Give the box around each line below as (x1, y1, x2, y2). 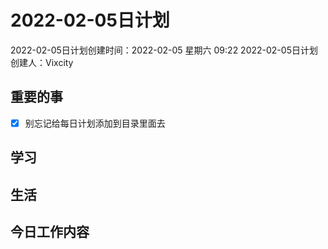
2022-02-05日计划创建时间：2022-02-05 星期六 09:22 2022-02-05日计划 (10, 44, 318, 56)
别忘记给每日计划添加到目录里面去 (24, 117, 166, 129)
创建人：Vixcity (10, 56, 74, 68)
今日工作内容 (10, 223, 90, 240)
